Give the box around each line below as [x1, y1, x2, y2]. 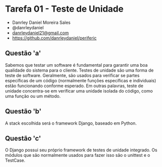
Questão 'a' [5, 49, 41, 57]
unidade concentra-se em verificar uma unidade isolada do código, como [5, 88, 153, 93]
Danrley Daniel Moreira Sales [12, 19, 71, 25]
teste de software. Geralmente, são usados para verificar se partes [5, 72, 140, 78]
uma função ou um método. [5, 93, 61, 99]
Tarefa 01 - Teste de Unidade [5, 3, 123, 15]
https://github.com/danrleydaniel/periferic [12, 35, 97, 41]
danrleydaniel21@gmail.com [12, 30, 69, 36]
